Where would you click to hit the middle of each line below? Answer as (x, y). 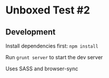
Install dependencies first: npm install (52, 46)
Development (31, 32)
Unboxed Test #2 (48, 10)
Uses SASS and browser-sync (42, 69)
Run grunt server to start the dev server (54, 57)
